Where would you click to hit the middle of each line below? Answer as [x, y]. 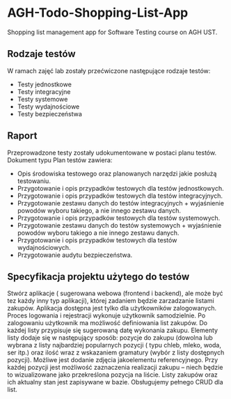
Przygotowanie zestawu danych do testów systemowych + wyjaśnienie [119, 225]
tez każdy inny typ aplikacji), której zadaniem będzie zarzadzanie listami [111, 301]
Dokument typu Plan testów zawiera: [60, 160]
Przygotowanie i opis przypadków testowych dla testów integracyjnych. [120, 196]
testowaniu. [34, 181]
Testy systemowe [42, 99]
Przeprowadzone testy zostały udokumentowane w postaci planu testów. [112, 152]
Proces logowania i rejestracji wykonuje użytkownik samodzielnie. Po [106, 315]
